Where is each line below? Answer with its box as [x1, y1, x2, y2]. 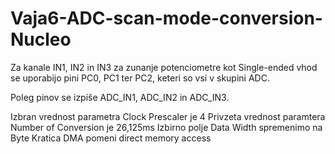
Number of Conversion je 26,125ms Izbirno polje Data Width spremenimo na [10, 121, 323, 133]
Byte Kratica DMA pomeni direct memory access [10, 132, 212, 144]
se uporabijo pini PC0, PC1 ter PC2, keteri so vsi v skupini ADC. [10, 72, 270, 84]
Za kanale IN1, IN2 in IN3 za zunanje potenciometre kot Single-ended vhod [10, 61, 318, 73]
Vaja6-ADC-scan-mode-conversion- [10, 7, 323, 30]
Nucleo [10, 28, 72, 51]
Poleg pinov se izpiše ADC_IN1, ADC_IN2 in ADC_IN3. [10, 91, 230, 103]
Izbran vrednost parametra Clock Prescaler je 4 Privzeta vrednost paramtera [10, 110, 326, 122]
